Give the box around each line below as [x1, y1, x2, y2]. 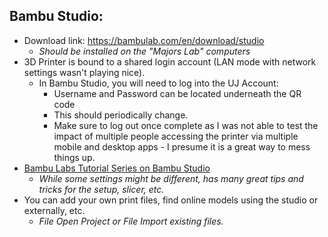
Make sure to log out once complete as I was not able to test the [53, 119, 319, 131]
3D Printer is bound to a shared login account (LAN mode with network [23, 55, 317, 68]
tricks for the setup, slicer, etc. [38, 183, 165, 195]
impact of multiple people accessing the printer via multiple [53, 130, 299, 142]
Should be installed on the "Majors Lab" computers [38, 45, 251, 57]
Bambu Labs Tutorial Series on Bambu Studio [23, 162, 211, 174]
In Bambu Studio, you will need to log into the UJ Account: [38, 77, 279, 89]
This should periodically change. [53, 109, 189, 121]
